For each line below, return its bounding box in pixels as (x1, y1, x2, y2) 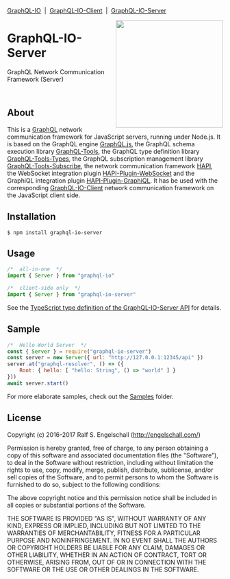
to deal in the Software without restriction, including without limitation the (7, 458, 214, 466)
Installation (7, 211, 56, 223)
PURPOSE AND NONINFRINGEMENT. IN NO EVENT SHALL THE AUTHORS (7, 536, 218, 544)
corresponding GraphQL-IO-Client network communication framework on (7, 183, 214, 192)
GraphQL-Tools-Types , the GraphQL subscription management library (7, 155, 203, 163)
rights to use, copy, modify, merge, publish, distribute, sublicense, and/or (7, 466, 214, 474)
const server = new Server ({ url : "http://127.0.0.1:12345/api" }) (7, 354, 204, 361)
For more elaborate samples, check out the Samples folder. (7, 392, 174, 400)
